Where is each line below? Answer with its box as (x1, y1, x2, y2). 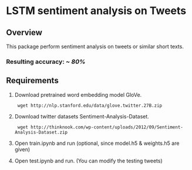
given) (14, 145, 31, 153)
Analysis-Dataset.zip (14, 129, 68, 135)
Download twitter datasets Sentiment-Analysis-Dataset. (14, 113, 150, 120)
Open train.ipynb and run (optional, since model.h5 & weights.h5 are (14, 140, 180, 147)
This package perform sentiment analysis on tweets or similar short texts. (6, 43, 184, 50)
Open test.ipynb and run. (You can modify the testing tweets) (14, 157, 163, 164)
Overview (6, 28, 43, 38)
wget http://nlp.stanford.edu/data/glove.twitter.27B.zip (17, 103, 163, 108)
